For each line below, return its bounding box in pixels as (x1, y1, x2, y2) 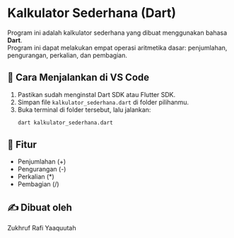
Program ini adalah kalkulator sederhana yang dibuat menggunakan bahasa (7, 28, 228, 37)
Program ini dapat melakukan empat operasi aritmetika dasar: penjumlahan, (7, 43, 228, 52)
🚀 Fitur (7, 139, 37, 151)
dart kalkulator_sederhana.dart (17, 119, 113, 126)
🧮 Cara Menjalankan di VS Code (7, 72, 150, 84)
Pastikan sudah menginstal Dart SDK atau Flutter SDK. (17, 90, 176, 98)
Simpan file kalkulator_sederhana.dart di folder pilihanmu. (17, 98, 189, 106)
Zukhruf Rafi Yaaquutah (7, 224, 76, 232)
